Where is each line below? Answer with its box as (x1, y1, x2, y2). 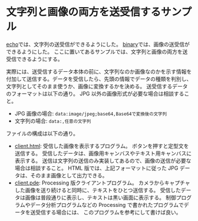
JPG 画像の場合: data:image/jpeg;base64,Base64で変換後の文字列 (14, 110, 167, 117)
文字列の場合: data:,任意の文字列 (14, 117, 91, 124)
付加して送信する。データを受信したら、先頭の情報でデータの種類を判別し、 (6, 75, 192, 83)
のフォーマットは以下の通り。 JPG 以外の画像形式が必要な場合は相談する (6, 90, 184, 97)
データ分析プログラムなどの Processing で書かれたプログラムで (30, 201, 184, 208)
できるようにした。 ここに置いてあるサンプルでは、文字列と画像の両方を (6, 48, 183, 55)
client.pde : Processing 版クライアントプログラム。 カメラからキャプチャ (14, 179, 190, 186)
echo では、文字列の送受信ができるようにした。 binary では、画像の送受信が (6, 41, 190, 48)
